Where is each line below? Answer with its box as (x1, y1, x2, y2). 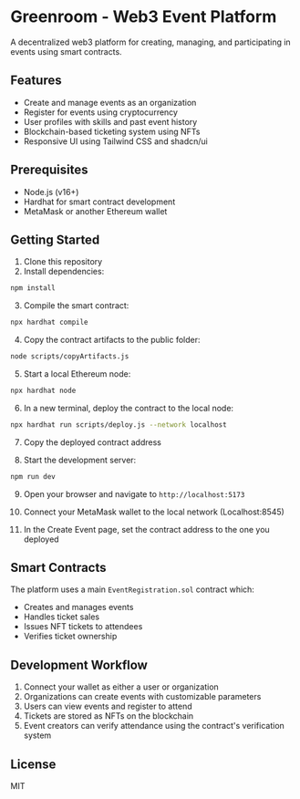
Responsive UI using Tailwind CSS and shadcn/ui (23, 135, 208, 147)
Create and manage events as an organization (23, 97, 197, 108)
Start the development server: (23, 454, 137, 465)
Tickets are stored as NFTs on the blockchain (23, 711, 194, 721)
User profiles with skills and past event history (23, 116, 198, 127)
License (10, 756, 57, 772)
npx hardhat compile (10, 317, 89, 327)
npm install (10, 284, 56, 293)
